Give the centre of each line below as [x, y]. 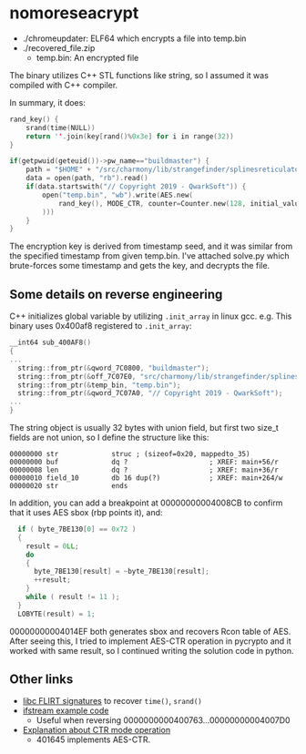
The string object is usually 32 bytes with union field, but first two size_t [144, 428]
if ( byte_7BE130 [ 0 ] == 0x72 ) [77, 529]
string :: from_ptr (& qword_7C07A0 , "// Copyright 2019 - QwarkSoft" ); [150, 393]
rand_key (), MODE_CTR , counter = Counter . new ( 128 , [152, 203]
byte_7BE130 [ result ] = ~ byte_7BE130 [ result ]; [121, 572]
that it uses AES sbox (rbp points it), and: [86, 512]
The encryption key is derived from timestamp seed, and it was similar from [151, 246]
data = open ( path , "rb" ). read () [87, 178]
